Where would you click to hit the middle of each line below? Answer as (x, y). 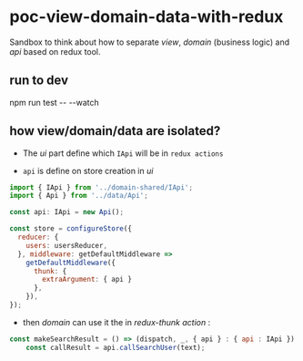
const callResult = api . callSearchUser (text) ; (116, 347)
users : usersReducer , (66, 245)
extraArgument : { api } (87, 280)
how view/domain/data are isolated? (115, 131)
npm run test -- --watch (55, 102)
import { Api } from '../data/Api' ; (79, 196)
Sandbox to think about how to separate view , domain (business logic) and (150, 42)
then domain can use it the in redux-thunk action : (116, 322)
